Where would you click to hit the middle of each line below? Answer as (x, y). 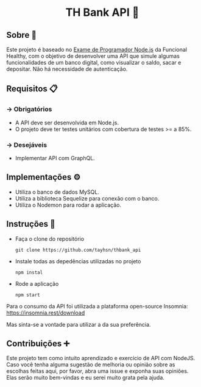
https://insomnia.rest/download (46, 313)
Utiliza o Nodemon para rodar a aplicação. (68, 205)
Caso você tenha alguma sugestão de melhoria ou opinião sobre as (91, 364)
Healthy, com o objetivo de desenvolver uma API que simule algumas (93, 56)
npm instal (29, 272)
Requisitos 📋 (32, 89)
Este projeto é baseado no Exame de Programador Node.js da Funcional (97, 49)
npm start (28, 295)
